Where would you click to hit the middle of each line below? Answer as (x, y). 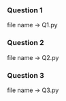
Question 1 (25, 10)
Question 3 (26, 75)
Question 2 (26, 43)
